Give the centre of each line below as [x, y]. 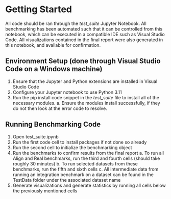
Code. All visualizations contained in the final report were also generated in [84, 40]
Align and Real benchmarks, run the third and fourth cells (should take [86, 158]
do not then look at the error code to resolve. [60, 108]
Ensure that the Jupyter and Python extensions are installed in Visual [85, 81]
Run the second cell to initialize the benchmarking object [72, 147]
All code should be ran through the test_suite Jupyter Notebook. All [76, 23]
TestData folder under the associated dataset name [67, 180]
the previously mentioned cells [45, 191]
